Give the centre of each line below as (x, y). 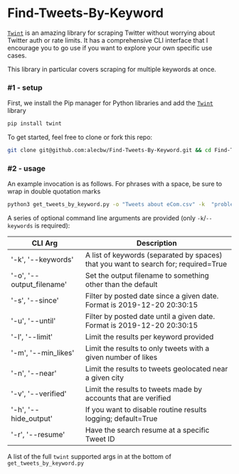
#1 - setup (25, 87)
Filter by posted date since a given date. (152, 296)
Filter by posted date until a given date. (150, 316)
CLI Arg (45, 243)
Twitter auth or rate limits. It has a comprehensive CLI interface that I (108, 40)
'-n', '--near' (34, 373)
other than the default (121, 284)
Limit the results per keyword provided (149, 337)
